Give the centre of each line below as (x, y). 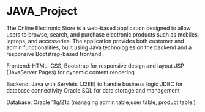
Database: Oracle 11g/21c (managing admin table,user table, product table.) (101, 102)
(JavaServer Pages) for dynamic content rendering (70, 72)
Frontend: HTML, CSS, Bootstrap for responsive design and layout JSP (95, 66)
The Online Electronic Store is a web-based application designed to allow (99, 28)
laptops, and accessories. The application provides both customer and (95, 41)
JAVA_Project (42, 11)
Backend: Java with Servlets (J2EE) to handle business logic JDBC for (95, 84)
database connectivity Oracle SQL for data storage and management (93, 90)
